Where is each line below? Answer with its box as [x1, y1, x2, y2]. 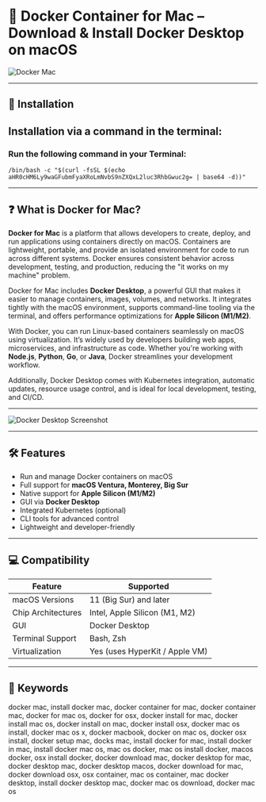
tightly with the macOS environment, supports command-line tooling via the [8, 302, 256, 312]
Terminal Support [12, 633, 77, 644]
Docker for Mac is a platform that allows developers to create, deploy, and [8, 228, 251, 237]
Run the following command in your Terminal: [8, 148, 187, 159]
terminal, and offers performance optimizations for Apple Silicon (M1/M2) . [8, 311, 252, 320]
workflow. [8, 360, 40, 370]
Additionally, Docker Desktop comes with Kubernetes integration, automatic [8, 375, 255, 385]
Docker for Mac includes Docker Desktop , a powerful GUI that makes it [8, 286, 241, 295]
